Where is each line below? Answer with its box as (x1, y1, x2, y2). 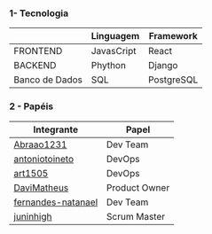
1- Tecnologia (9, 7, 69, 19)
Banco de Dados (13, 74, 82, 86)
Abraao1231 (13, 138, 67, 151)
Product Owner (106, 181, 170, 193)
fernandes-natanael (13, 196, 98, 208)
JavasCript (90, 45, 137, 58)
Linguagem (90, 30, 140, 43)
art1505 (13, 167, 49, 179)
